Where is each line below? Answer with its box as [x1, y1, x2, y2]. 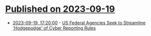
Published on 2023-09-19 [5, 3, 115, 15]
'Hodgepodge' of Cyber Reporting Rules [12, 25, 96, 31]
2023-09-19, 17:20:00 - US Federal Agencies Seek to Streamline [12, 20, 146, 26]
